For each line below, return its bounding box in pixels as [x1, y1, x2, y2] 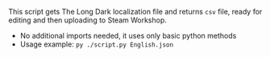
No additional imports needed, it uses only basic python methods [19, 31, 237, 40]
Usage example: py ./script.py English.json [19, 39, 174, 49]
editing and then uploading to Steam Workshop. [8, 15, 168, 25]
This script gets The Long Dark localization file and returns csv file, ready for [8, 7, 263, 16]
